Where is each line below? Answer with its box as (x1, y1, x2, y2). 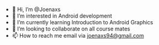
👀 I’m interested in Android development (11, 12, 112, 19)
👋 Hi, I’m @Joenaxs (11, 6, 61, 13)
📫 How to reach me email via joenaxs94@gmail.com (11, 32, 144, 39)
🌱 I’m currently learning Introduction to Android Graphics (11, 19, 154, 26)
